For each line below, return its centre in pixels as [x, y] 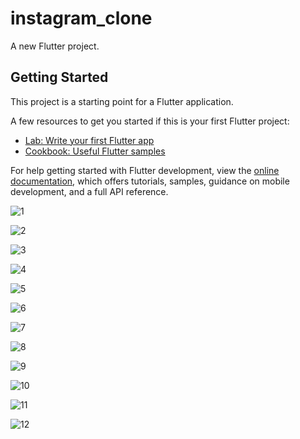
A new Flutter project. [55, 46]
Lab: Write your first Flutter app [89, 140]
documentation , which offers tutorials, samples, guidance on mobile [150, 181]
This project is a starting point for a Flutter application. [122, 101]
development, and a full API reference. [89, 191]
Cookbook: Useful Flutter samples [95, 151]
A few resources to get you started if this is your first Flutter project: [150, 121]
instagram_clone [81, 18]
